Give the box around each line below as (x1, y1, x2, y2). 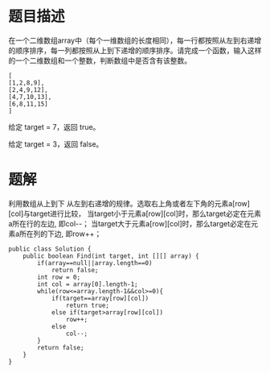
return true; (65, 301, 110, 309)
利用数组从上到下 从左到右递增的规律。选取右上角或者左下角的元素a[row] (8, 198, 251, 208)
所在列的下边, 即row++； (18, 229, 102, 238)
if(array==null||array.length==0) (37, 259, 153, 267)
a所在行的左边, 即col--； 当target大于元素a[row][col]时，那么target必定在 (8, 218, 252, 228)
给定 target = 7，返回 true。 (8, 122, 100, 131)
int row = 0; (37, 273, 81, 281)
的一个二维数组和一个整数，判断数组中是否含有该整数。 (8, 56, 191, 65)
